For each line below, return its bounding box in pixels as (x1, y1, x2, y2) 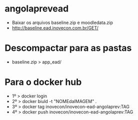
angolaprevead (4, 3, 69, 14)
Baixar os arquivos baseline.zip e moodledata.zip (11, 19, 113, 25)
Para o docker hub (4, 76, 82, 88)
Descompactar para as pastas (4, 42, 132, 54)
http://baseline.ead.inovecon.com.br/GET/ (11, 24, 98, 30)
